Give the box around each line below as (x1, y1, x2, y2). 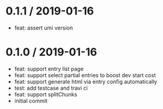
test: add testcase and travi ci (14, 84, 88, 92)
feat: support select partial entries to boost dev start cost (14, 71, 156, 79)
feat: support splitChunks (14, 90, 78, 98)
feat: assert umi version (14, 24, 73, 31)
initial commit (14, 97, 48, 104)
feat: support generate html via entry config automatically (14, 78, 158, 85)
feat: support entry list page (14, 65, 84, 72)
